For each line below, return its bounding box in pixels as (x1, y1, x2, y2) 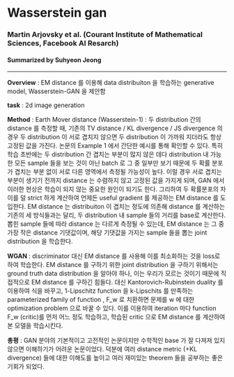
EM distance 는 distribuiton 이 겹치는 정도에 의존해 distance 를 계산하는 (27, 202, 225, 211)
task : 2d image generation (7, 101, 85, 109)
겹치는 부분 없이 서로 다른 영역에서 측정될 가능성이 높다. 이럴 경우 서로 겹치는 (14, 168, 223, 176)
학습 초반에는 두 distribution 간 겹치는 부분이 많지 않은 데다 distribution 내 (7, 150, 209, 159)
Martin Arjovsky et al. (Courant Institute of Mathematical (7, 30, 203, 40)
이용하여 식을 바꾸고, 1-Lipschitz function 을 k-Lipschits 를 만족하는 (7, 287, 194, 295)
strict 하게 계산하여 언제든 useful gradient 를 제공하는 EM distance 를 (27, 193, 219, 202)
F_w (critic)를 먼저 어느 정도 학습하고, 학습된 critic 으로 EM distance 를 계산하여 (7, 313, 226, 321)
